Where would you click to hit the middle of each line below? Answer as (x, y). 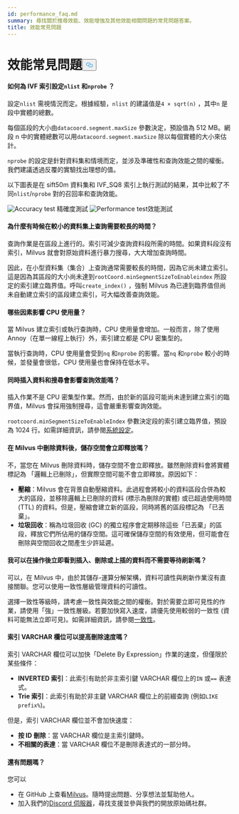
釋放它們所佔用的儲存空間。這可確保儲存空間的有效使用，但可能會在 (130, 534)
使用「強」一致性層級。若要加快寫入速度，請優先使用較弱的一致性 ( (125, 610)
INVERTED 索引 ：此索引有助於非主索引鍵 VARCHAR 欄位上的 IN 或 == (117, 678)
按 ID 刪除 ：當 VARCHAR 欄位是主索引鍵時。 (83, 735)
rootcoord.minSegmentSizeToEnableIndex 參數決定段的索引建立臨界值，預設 (117, 421)
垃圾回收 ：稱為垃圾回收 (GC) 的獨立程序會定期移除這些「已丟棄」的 (117, 524)
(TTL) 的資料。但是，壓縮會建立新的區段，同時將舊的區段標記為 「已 (118, 507)
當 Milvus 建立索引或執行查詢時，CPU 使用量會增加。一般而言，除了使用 (113, 330)
